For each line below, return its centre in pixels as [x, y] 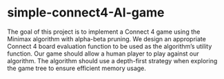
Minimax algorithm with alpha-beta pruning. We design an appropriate [107, 38]
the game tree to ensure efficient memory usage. [77, 68]
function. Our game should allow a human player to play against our [103, 54]
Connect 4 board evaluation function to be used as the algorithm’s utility [110, 46]
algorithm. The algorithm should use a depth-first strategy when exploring [112, 60]
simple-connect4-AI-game [86, 13]
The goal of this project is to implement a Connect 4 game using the [104, 32]
